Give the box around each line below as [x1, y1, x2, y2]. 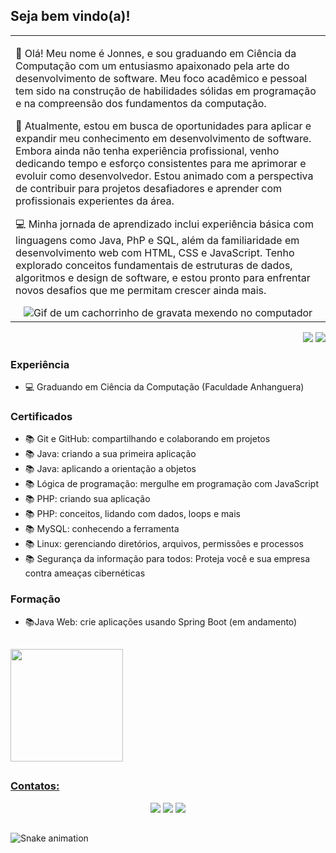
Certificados [10, 410, 73, 424]
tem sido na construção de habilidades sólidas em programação [15, 84, 317, 98]
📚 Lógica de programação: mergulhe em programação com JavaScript [24, 478, 320, 490]
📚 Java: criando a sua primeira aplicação [24, 448, 197, 460]
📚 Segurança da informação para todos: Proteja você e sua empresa [24, 553, 311, 565]
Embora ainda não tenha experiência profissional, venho [15, 144, 280, 158]
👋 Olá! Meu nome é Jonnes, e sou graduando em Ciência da [15, 46, 297, 60]
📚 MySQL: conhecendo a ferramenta [24, 523, 180, 535]
